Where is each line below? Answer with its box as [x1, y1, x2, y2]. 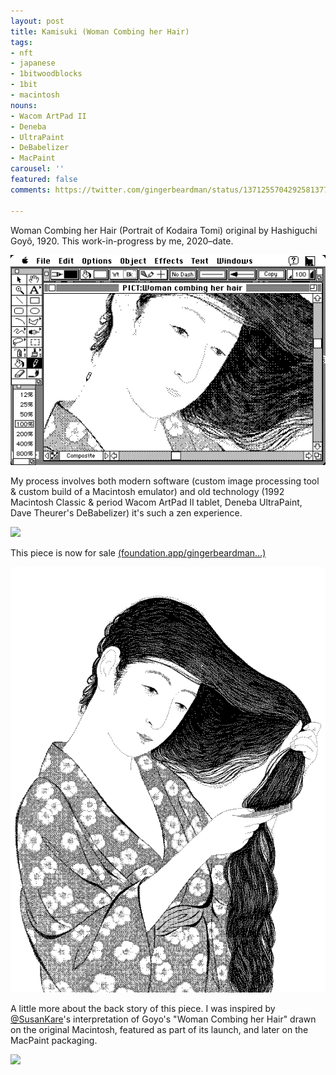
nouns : [10, 100, 38, 110]
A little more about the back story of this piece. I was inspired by [10, 1003, 276, 1015]
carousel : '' [10, 164, 65, 174]
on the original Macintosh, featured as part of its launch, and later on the [10, 1024, 309, 1036]
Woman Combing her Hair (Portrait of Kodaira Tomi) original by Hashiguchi [10, 224, 318, 236]
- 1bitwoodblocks [10, 69, 83, 79]
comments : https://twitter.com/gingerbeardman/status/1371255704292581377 [10, 185, 329, 195]
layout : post [10, 16, 65, 26]
